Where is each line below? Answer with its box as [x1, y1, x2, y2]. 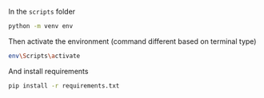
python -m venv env [8, 22, 74, 30]
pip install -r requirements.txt [8, 81, 120, 90]
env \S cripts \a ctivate [8, 52, 81, 60]
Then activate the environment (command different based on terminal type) [8, 36, 257, 46]
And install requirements [8, 66, 89, 76]
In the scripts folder [8, 7, 76, 16]
